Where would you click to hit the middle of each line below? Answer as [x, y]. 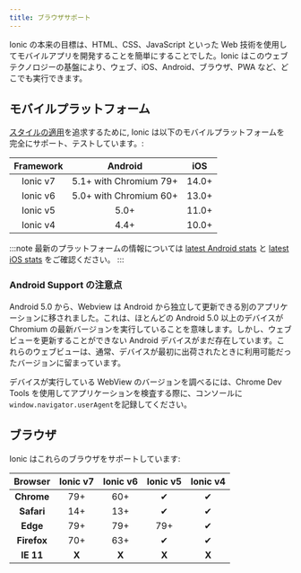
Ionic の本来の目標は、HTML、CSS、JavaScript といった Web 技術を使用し [148, 44]
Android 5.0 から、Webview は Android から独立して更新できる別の [133, 306]
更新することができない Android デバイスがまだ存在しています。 [159, 340]
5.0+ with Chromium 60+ [125, 196]
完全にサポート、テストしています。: [77, 144]
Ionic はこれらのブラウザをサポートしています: [95, 458]
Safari [32, 511]
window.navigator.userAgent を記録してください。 [101, 404]
